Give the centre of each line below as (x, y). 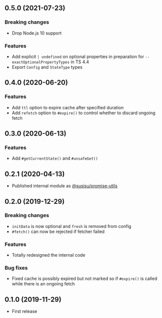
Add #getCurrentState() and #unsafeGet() (55, 158)
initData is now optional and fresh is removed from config (71, 226)
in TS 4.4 (80, 62)
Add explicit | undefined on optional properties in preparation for (78, 56)
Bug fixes (16, 268)
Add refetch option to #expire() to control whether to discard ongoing (83, 113)
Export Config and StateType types (47, 67)
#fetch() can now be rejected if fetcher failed (58, 231)
